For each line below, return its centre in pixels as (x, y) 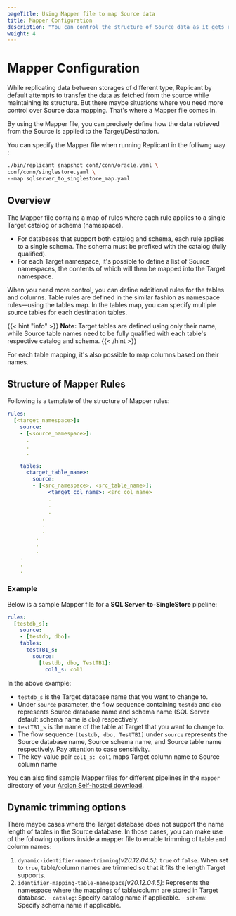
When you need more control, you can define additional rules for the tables (116, 290)
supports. (31, 875)
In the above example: (39, 683)
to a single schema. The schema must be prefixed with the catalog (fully (122, 246)
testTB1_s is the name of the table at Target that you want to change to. (121, 726)
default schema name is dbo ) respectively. (78, 719)
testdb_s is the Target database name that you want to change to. (113, 697)
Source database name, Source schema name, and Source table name (119, 741)
